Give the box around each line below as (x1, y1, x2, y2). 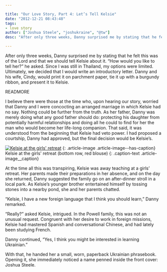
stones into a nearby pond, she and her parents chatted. (5, 186, 120, 192)
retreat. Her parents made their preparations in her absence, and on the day (5, 171, 161, 177)
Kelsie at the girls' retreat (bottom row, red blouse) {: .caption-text (5, 150, 140, 156)
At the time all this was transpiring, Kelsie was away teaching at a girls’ (5, 165, 150, 171)
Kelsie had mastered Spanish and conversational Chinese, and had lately (5, 222, 154, 227)
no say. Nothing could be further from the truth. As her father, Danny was (5, 109, 155, 115)
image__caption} (5, 156, 39, 162)
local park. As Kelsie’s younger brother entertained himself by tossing (5, 181, 148, 187)
